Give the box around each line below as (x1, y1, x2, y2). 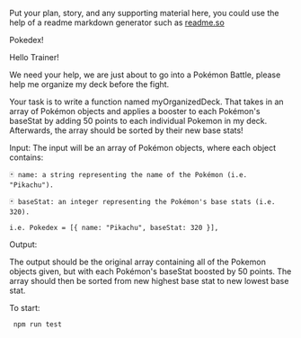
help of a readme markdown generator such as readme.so (9, 17, 225, 28)
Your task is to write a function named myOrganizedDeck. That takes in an (9, 96, 285, 107)
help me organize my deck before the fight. (9, 79, 170, 89)
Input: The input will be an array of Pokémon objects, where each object (9, 143, 277, 153)
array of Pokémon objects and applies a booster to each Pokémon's (9, 106, 261, 116)
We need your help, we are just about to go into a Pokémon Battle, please (9, 69, 281, 80)
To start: (9, 303, 40, 313)
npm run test (13, 320, 63, 329)
